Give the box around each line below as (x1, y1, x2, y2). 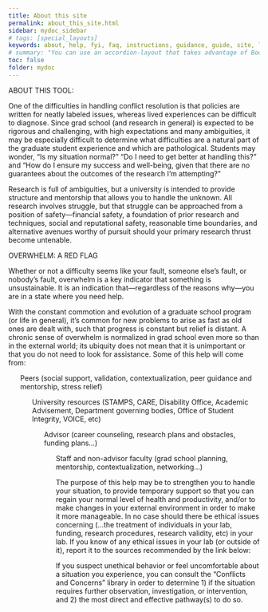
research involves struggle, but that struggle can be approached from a (8, 201, 243, 211)
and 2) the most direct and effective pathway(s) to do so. (55, 594, 243, 604)
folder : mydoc (8, 64, 56, 72)
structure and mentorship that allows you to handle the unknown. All (8, 192, 233, 202)
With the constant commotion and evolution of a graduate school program (8, 306, 251, 316)
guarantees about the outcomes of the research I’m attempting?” (8, 168, 221, 178)
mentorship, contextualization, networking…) (55, 462, 203, 472)
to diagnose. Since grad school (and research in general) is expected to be (8, 117, 254, 128)
